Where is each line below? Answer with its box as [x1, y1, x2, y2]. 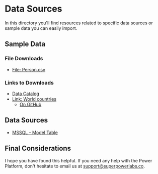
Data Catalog [12, 91, 40, 97]
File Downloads [5, 55, 43, 62]
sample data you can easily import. [5, 25, 77, 31]
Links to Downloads [5, 79, 54, 86]
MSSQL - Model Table [12, 129, 58, 136]
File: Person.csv [12, 66, 46, 72]
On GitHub [19, 101, 42, 107]
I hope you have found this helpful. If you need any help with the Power [5, 157, 152, 163]
